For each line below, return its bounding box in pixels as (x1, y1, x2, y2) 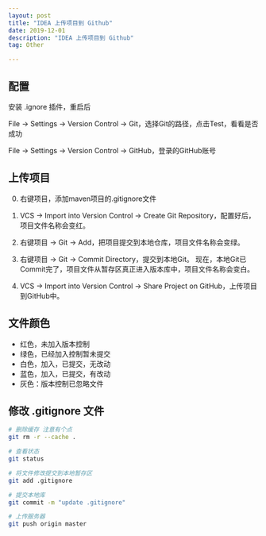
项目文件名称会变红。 (19, 220, 90, 230)
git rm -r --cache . (8, 434, 77, 442)
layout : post (8, 11, 52, 20)
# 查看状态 (8, 448, 40, 456)
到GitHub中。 (19, 291, 64, 300)
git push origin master (8, 520, 87, 528)
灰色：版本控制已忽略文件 (19, 379, 104, 388)
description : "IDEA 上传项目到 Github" (8, 33, 134, 42)
